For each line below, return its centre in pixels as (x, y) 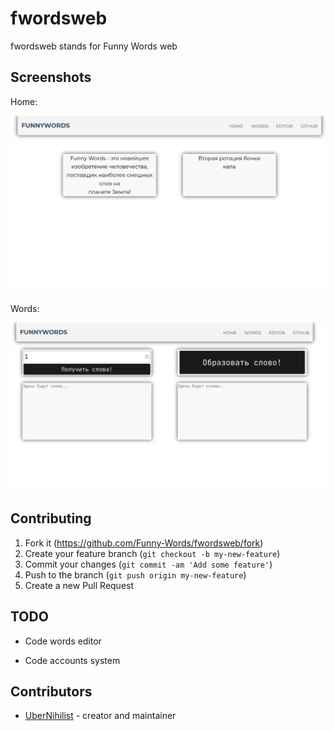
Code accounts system (72, 660)
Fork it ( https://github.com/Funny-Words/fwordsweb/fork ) (144, 543)
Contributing (51, 518)
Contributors (51, 691)
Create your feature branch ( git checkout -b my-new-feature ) (152, 553)
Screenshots (51, 77)
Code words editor (63, 641)
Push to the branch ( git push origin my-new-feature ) (135, 574)
